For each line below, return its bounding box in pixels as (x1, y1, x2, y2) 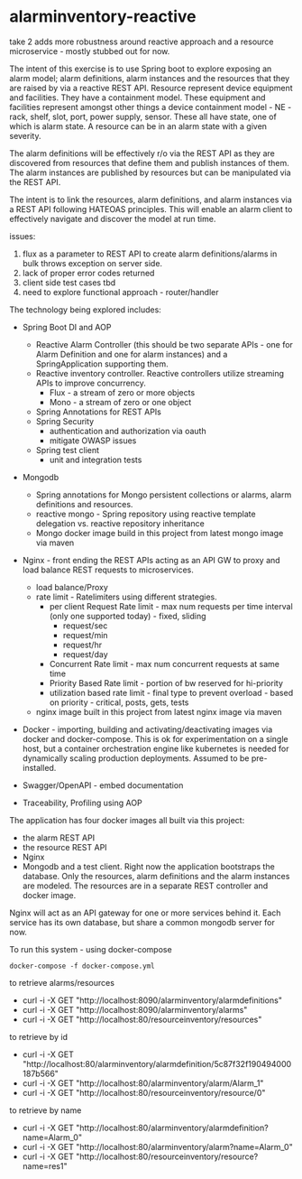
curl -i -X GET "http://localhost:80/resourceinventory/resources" (22, 1014, 262, 1025)
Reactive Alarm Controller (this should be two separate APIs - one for (35, 339, 293, 349)
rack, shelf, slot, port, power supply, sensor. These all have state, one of (9, 111, 277, 122)
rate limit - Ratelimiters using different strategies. (35, 591, 218, 602)
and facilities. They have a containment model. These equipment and (9, 92, 266, 103)
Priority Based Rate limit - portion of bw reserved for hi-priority (49, 677, 284, 688)
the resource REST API (22, 841, 107, 852)
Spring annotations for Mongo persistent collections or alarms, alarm (35, 489, 292, 500)
